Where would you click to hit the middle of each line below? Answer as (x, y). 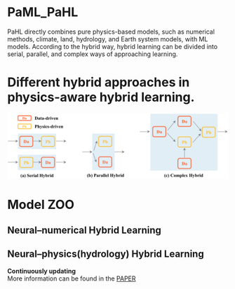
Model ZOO (41, 204)
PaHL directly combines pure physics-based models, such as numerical (111, 32)
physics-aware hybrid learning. (101, 97)
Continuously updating (41, 271)
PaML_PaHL (43, 12)
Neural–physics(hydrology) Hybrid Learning (106, 254)
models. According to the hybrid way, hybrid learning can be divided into (113, 46)
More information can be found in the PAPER (72, 278)
